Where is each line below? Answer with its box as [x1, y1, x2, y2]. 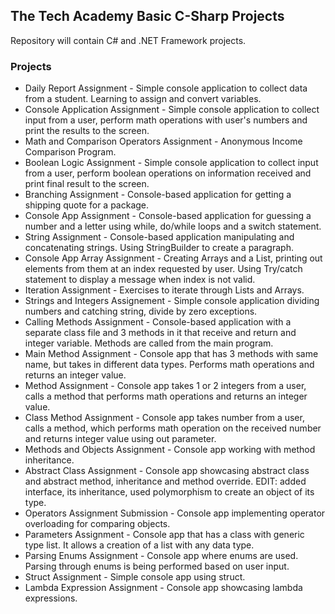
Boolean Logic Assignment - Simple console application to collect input [24, 157, 319, 169]
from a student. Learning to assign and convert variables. [24, 93, 262, 105]
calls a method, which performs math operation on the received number [24, 422, 322, 434]
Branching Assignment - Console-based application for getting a [24, 189, 292, 201]
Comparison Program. [24, 146, 117, 158]
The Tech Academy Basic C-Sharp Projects [10, 8, 285, 25]
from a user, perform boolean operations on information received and [24, 167, 312, 179]
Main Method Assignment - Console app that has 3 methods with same [24, 348, 319, 360]
